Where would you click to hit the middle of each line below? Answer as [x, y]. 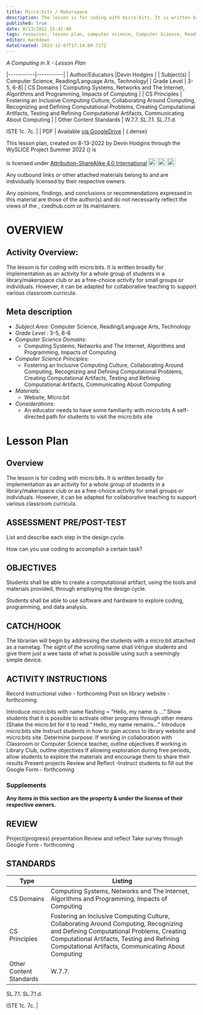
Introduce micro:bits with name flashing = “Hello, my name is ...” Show [94, 711]
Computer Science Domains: [51, 339]
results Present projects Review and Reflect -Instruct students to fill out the [100, 763]
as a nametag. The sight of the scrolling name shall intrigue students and [97, 647]
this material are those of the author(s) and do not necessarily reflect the [97, 199]
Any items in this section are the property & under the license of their [95, 798]
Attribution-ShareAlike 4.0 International [99, 163]
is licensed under [28, 163]
